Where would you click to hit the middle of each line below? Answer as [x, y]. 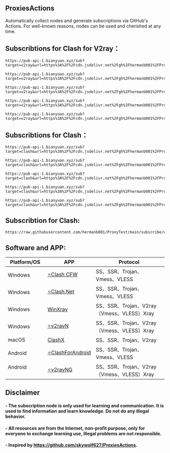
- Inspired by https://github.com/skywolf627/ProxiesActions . [71, 445]
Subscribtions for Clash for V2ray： [63, 48]
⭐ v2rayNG [60, 369]
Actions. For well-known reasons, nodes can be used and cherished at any [83, 26]
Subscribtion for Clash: [42, 220]
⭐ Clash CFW [62, 274]
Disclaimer [23, 393]
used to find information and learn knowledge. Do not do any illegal [77, 411]
